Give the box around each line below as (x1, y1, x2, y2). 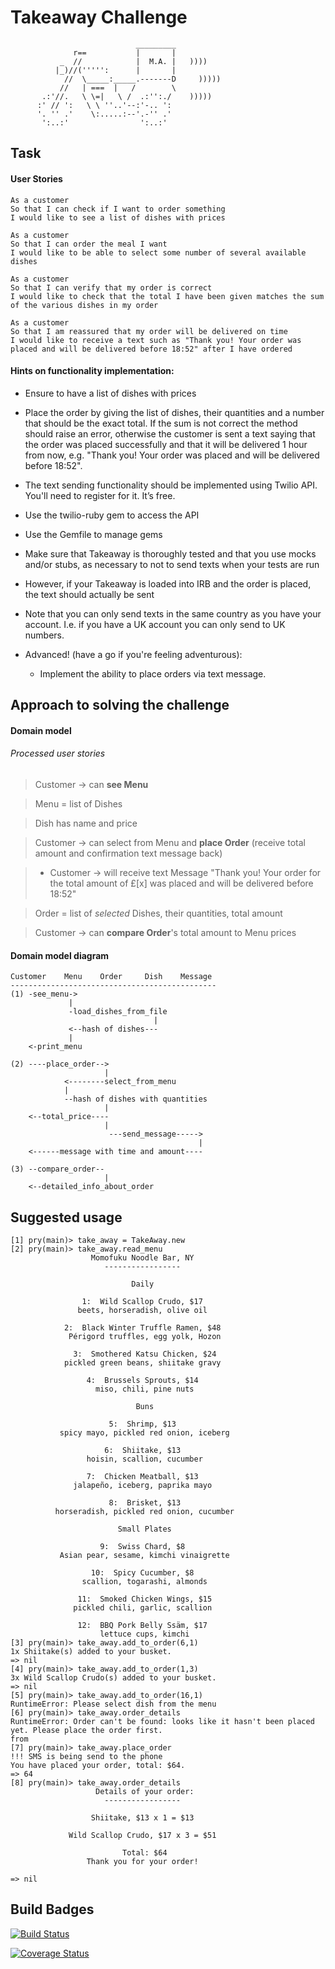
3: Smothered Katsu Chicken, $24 (73, 1349, 217, 1359)
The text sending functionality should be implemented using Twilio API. (24, 479, 318, 491)
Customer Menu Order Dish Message (10, 972, 213, 982)
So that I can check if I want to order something (10, 204, 226, 214)
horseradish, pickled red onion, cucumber (54, 1506, 235, 1516)
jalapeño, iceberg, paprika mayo (73, 1480, 213, 1490)
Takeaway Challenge (10, 6, 188, 29)
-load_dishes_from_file (68, 1007, 168, 1017)
